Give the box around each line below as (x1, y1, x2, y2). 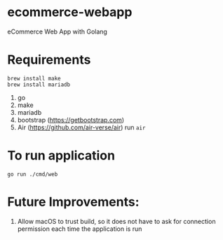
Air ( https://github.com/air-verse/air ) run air (17, 123, 146, 132)
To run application (7, 148, 116, 164)
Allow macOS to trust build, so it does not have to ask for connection (17, 217, 216, 225)
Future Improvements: (7, 194, 140, 210)
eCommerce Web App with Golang (7, 27, 107, 36)
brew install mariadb (7, 81, 71, 88)
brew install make (7, 75, 61, 82)
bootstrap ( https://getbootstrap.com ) (17, 115, 125, 124)
